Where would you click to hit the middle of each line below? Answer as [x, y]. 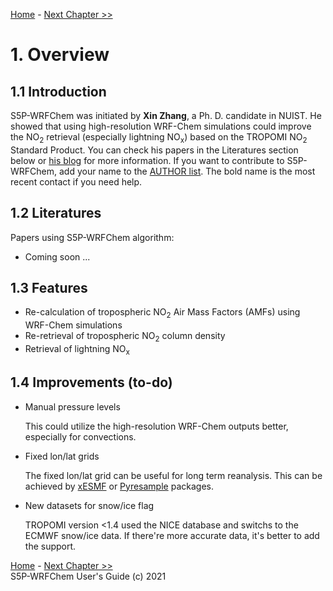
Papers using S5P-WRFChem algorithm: [92, 237]
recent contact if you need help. [76, 181]
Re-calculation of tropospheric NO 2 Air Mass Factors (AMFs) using [162, 313]
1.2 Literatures [56, 213]
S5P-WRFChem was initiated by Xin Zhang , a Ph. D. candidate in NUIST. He [166, 115]
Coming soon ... [57, 256]
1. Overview [60, 55]
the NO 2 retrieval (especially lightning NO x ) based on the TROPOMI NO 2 [159, 138]
